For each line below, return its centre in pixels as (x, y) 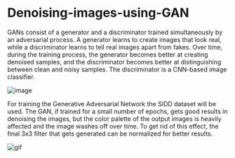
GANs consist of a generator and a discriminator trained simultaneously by (115, 32)
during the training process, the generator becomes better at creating (108, 55)
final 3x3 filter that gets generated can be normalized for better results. (110, 134)
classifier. (21, 77)
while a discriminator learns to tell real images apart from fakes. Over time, (115, 47)
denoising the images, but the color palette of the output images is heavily (115, 118)
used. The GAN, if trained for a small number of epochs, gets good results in (117, 111)
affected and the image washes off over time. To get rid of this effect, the (113, 126)
